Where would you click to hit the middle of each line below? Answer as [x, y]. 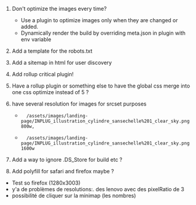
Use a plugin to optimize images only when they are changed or [99, 20]
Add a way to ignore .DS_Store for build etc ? [67, 159]
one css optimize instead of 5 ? [50, 92]
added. [30, 27]
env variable [36, 39]
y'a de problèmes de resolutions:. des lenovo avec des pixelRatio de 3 [98, 189]
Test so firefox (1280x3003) [46, 183]
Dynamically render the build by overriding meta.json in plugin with [103, 33]
